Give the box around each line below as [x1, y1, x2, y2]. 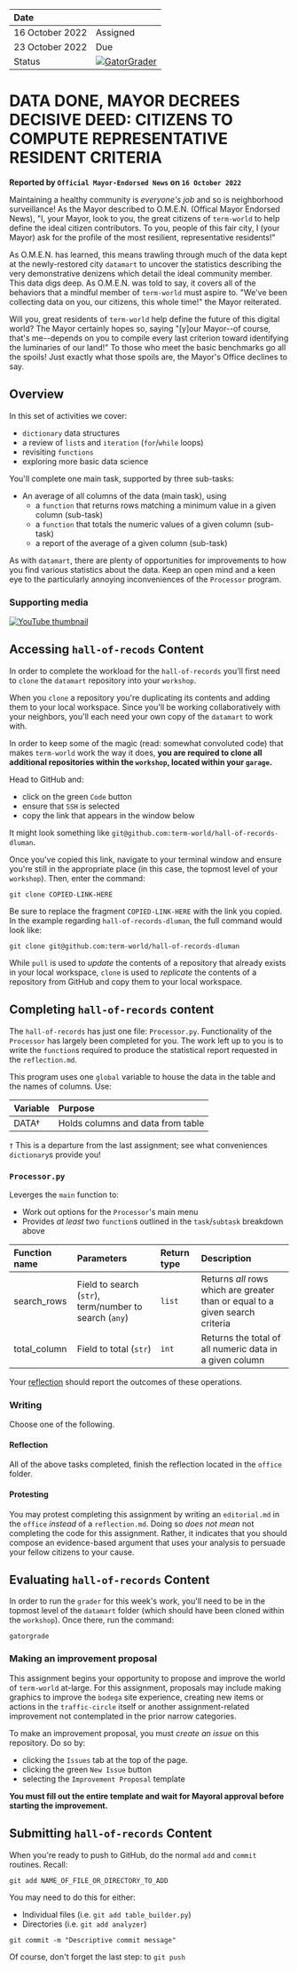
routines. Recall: [9, 1859, 68, 1870]
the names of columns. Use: [9, 1081, 113, 1091]
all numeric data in [200, 1342, 278, 1355]
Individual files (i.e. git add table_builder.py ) [21, 1909, 192, 1919]
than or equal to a [200, 1294, 275, 1307]
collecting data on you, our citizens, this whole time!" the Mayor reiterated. [9, 296, 282, 307]
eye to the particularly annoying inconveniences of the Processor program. [9, 574, 282, 584]
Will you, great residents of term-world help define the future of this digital [9, 313, 280, 324]
